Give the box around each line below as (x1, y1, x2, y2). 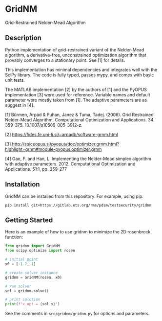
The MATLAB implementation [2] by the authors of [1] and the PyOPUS (5, 87, 147, 92)
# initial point (5, 257, 38, 262)
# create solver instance (5, 270, 58, 275)
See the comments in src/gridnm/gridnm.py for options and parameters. (5, 311, 150, 317)
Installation (5, 180, 40, 189)
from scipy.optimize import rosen (5, 248, 76, 253)
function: (5, 234, 23, 240)
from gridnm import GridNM (5, 244, 60, 249)
